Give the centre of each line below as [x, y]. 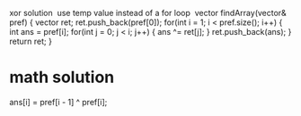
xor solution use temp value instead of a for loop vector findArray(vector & [148, 13]
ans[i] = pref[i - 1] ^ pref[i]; [58, 102]
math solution [62, 77]
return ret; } [31, 41]
